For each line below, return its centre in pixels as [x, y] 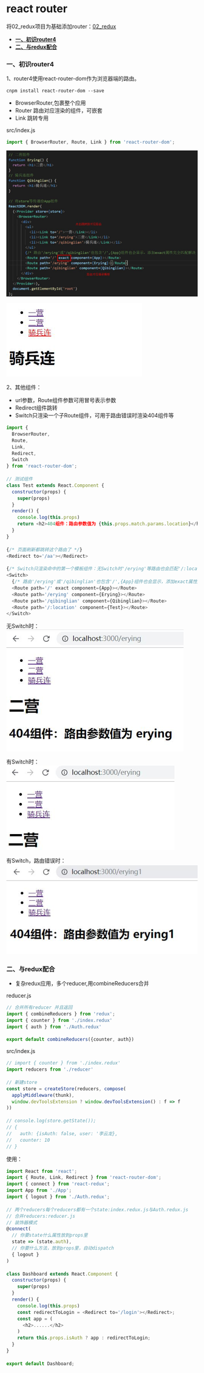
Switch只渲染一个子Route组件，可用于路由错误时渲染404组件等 [94, 415]
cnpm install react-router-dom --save [55, 91]
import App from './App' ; [39, 1191]
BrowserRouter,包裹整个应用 [50, 103]
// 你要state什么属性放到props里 [50, 1236]
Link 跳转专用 [32, 118]
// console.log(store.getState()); [51, 1121]
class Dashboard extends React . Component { [62, 1274]
